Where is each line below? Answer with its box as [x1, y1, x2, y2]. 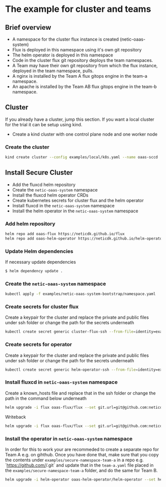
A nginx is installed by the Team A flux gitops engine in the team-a [12, 73, 147, 79]
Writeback [5, 414, 26, 420]
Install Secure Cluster [5, 168, 73, 177]
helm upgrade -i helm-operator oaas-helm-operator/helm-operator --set [5, 477, 156, 482]
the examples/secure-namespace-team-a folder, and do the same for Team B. [5, 467, 158, 473]
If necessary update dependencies [5, 259, 76, 265]
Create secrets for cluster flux [5, 303, 79, 310]
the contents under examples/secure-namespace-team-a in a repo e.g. [5, 457, 144, 463]
